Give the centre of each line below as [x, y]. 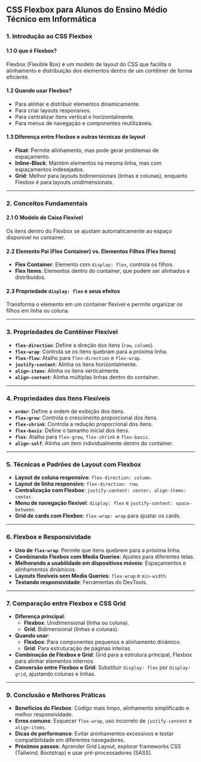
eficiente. [18, 77]
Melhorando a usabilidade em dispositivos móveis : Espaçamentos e [100, 563]
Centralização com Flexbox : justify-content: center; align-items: [100, 490]
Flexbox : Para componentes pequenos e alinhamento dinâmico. [102, 642]
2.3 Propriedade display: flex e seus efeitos [63, 291]
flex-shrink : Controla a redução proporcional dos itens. [84, 424]
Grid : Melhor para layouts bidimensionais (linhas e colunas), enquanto [101, 175]
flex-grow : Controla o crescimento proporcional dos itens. [86, 418]
